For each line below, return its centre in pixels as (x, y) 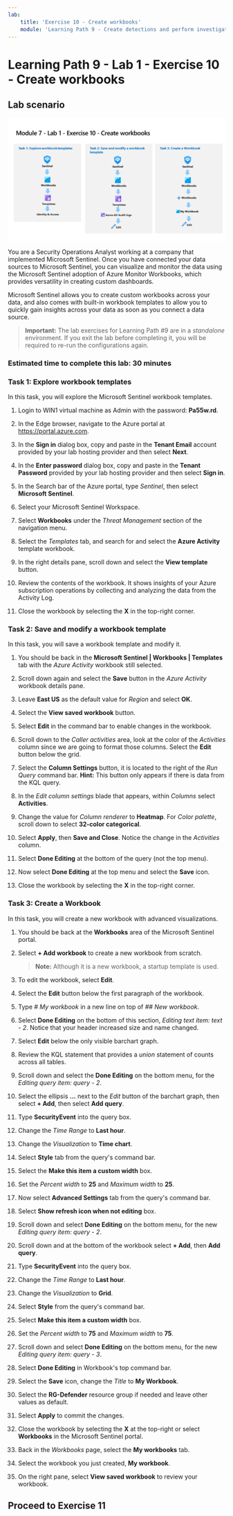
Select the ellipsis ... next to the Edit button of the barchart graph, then (119, 1096)
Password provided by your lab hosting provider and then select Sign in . (121, 473)
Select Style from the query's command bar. (81, 1306)
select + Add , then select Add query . (71, 1103)
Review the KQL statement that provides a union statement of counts (115, 1054)
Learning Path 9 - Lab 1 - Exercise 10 (114, 64)
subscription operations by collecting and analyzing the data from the (117, 591)
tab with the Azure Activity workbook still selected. (90, 665)
